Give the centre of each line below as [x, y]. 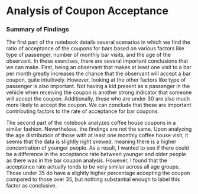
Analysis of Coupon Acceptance [87, 11]
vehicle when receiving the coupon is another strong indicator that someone [99, 92]
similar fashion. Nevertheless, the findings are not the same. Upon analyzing [99, 129]
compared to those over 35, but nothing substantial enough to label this [93, 179]
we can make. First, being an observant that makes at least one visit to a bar [99, 67]
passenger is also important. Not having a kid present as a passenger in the [98, 86]
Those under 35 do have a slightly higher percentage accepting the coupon [98, 173]
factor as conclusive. [32, 186]
